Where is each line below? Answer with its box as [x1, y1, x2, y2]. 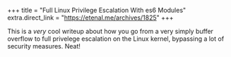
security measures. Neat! [7, 42, 81, 50]
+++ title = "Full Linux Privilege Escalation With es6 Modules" [7, 6, 186, 14]
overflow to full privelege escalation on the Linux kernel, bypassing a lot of [7, 34, 225, 43]
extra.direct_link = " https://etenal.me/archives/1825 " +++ [7, 13, 174, 22]
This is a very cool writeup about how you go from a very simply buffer [7, 27, 214, 35]
